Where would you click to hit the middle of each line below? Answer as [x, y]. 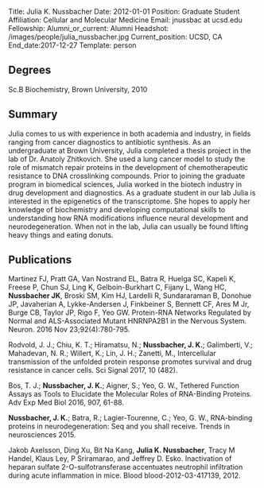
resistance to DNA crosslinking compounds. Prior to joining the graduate [127, 176]
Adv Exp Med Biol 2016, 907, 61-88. [66, 403]
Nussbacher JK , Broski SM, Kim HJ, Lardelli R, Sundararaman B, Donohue [130, 296]
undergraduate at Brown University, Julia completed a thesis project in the [130, 150]
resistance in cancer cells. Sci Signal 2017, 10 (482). [93, 370]
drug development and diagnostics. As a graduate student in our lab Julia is [132, 192]
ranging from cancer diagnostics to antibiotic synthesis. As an [110, 141]
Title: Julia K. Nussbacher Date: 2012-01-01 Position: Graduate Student [124, 12]
